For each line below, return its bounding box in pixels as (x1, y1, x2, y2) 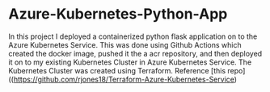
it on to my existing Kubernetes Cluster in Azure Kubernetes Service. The (8, 57, 252, 67)
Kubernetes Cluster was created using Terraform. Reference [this (8, 65, 226, 75)
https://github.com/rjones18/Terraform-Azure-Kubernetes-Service (13, 74, 234, 84)
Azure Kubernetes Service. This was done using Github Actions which (8, 40, 243, 49)
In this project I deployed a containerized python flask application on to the (8, 31, 258, 41)
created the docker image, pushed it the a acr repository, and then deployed (8, 48, 263, 58)
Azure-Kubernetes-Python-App (8, 5, 228, 23)
